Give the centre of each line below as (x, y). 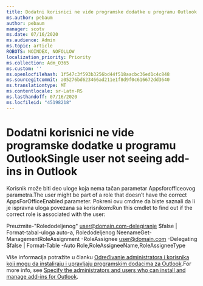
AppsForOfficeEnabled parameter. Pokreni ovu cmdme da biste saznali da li (101, 201)
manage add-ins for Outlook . (43, 276)
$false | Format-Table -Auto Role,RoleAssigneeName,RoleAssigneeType (96, 245)
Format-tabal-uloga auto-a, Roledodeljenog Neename (74, 232)
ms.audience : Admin (31, 40)
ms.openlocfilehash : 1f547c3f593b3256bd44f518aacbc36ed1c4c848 (88, 74)
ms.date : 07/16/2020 (33, 35)
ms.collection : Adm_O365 (38, 63)
